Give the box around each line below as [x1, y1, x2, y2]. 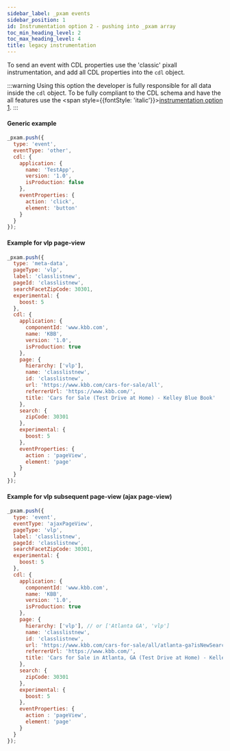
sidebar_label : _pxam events [7, 10, 90, 17]
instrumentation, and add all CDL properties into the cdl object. [7, 68, 185, 76]
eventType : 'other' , [13, 147, 72, 154]
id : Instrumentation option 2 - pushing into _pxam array [7, 23, 176, 30]
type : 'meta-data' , [13, 260, 69, 267]
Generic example [7, 119, 57, 127]
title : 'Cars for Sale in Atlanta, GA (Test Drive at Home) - [25, 654, 207, 662]
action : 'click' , [25, 198, 75, 205]
